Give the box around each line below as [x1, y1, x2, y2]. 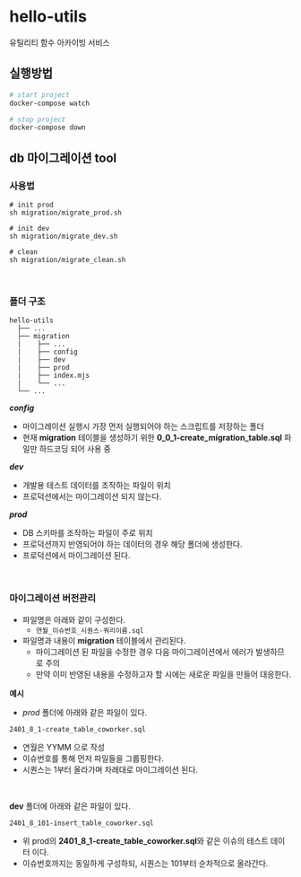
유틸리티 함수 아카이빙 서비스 [9, 37, 110, 48]
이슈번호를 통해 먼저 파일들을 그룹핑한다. [21, 752, 164, 764]
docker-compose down [9, 123, 87, 132]
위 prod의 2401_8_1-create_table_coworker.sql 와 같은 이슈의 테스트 [21, 835, 269, 846]
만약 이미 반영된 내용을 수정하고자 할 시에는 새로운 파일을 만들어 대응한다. [35, 669, 292, 680]
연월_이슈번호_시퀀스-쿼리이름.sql [35, 626, 144, 635]
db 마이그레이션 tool [9, 150, 117, 165]
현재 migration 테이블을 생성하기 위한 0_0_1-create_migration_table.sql [21, 433, 282, 443]
